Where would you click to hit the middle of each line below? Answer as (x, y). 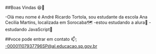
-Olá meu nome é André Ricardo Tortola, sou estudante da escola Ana (76, 17)
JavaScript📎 (40, 29)
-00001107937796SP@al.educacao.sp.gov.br (51, 46)
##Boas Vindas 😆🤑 (25, 8)
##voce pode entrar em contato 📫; (41, 39)
